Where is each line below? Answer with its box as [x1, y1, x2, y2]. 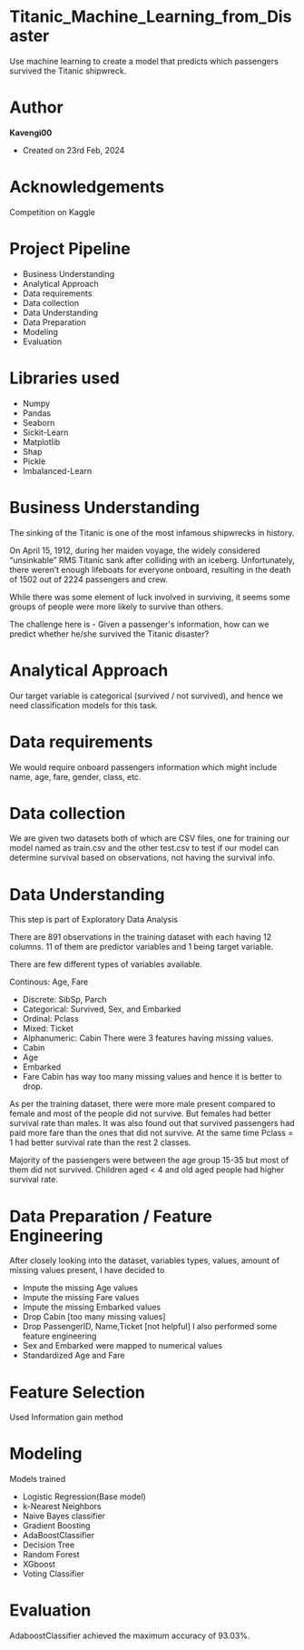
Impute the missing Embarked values [22, 1301, 162, 1313]
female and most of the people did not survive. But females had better [9, 1108, 271, 1119]
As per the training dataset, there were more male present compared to [9, 1099, 276, 1110]
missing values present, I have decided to [9, 1265, 165, 1276]
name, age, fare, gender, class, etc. [9, 771, 142, 782]
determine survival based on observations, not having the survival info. [9, 852, 275, 864]
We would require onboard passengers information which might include [9, 761, 278, 773]
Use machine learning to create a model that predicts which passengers [9, 55, 279, 66]
